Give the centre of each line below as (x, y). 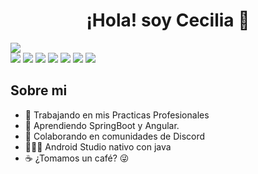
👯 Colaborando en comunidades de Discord (115, 136)
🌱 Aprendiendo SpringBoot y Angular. (102, 125)
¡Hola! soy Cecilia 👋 (168, 20)
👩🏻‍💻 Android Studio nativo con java (98, 146)
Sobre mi (39, 90)
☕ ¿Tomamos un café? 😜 (77, 158)
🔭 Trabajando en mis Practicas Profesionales (117, 115)
